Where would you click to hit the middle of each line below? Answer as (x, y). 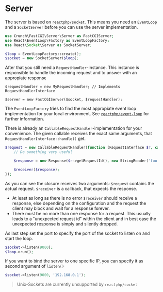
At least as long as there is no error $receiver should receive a (74, 198)
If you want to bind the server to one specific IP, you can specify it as (74, 261)
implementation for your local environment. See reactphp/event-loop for (77, 114)
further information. (25, 119)
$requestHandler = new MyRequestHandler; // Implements (63, 87)
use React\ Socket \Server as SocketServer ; (49, 45)
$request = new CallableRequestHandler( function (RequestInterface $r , (79, 148)
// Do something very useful (43, 152)
